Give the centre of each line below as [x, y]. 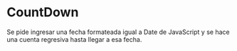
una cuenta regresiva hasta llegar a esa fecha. [74, 39]
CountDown [43, 12]
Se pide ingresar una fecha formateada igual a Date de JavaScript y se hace [118, 32]
